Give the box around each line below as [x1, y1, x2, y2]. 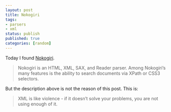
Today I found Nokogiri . [5, 55, 55, 61]
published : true [5, 36, 40, 41]
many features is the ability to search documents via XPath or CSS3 [17, 70, 160, 76]
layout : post [5, 7, 33, 13]
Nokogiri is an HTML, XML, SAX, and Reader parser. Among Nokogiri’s [17, 64, 166, 71]
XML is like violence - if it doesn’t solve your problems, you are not [17, 95, 158, 101]
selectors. [17, 75, 39, 82]
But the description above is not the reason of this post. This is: [5, 85, 139, 92]
